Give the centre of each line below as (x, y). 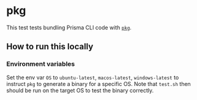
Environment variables (41, 64)
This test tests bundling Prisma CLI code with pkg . (69, 27)
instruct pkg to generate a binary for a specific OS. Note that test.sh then (98, 84)
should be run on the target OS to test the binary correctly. (80, 90)
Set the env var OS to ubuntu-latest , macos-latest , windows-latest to (93, 77)
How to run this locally (50, 47)
